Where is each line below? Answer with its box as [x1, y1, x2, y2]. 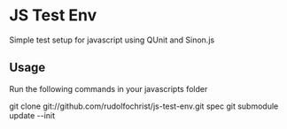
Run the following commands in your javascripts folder [9, 83, 208, 94]
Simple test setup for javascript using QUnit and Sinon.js [9, 34, 215, 45]
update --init [9, 110, 56, 120]
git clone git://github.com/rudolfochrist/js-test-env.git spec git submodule [9, 101, 279, 111]
